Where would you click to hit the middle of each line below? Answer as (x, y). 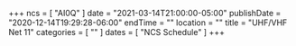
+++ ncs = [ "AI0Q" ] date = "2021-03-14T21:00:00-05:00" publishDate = (145, 13)
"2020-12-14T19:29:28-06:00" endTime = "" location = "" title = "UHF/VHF (148, 23)
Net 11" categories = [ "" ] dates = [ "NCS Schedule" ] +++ (116, 32)
